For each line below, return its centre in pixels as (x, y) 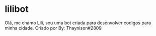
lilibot (17, 9)
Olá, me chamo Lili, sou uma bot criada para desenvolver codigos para (78, 23)
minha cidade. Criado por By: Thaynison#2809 (53, 28)
